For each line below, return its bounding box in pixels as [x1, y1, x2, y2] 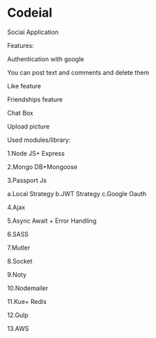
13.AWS [7, 324, 29, 332]
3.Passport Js [7, 176, 47, 184]
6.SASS [7, 230, 29, 238]
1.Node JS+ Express [7, 149, 65, 157]
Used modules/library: [7, 136, 71, 144]
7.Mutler [7, 243, 31, 252]
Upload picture [7, 122, 50, 130]
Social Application [7, 28, 59, 36]
